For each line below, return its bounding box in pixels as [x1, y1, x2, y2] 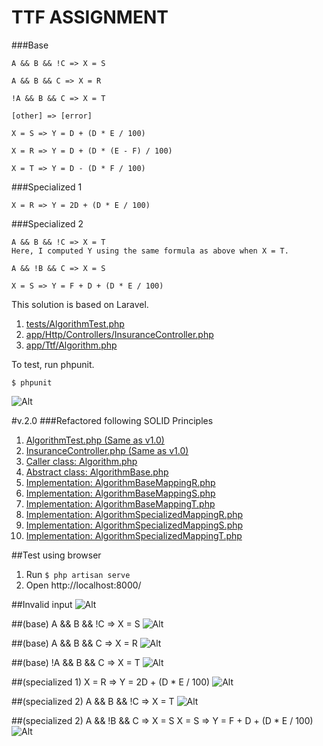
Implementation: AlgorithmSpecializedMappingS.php [25, 519, 244, 531]
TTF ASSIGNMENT [11, 6, 169, 29]
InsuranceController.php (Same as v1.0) [25, 444, 189, 456]
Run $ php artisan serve [25, 568, 131, 580]
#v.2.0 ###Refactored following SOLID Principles [11, 414, 214, 426]
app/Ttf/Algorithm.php [25, 339, 118, 351]
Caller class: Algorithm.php [25, 455, 138, 467]
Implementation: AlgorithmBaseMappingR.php [25, 476, 216, 488]
